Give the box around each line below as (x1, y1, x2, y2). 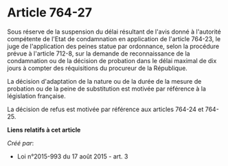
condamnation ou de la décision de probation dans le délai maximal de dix (7, 56, 217, 64)
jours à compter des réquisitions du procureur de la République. (7, 64, 187, 72)
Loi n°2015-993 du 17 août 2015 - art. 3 (16, 152, 128, 161)
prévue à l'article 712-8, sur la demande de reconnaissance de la (7, 49, 190, 58)
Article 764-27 (7, 5, 93, 21)
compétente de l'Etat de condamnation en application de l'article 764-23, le (7, 34, 221, 43)
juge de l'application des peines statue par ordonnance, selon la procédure (7, 42, 220, 50)
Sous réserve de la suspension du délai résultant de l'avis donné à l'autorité (7, 27, 221, 36)
